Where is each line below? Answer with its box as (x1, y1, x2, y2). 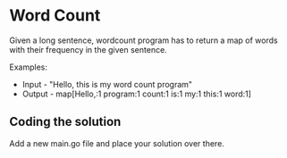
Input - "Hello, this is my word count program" (21, 79, 193, 89)
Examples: (9, 62, 47, 72)
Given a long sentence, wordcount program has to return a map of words (9, 35, 279, 46)
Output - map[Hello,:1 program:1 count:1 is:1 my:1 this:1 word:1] (21, 88, 252, 99)
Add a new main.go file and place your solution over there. (9, 137, 225, 148)
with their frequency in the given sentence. (9, 44, 167, 54)
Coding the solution (9, 114, 122, 129)
